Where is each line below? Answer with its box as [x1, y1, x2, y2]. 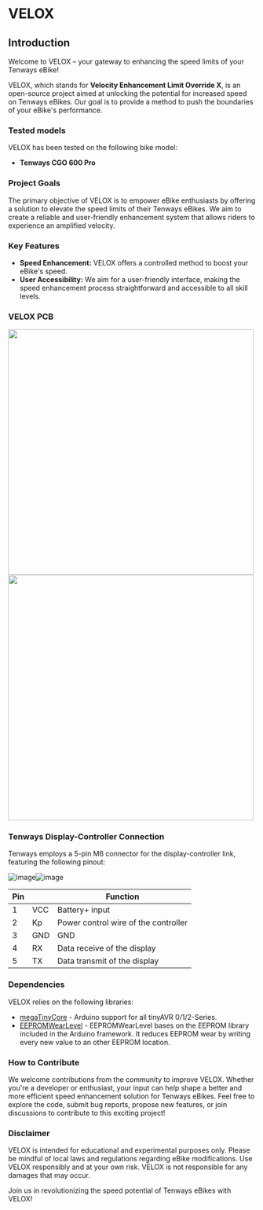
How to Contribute [8, 1057, 80, 1068]
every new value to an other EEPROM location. [19, 1037, 170, 1047]
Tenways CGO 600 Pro [19, 158, 96, 167]
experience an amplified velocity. [8, 221, 115, 230]
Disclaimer [8, 1128, 50, 1138]
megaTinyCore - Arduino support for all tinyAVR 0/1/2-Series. [19, 1012, 217, 1021]
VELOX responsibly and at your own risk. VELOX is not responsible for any [8, 1162, 248, 1171]
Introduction [8, 36, 71, 49]
